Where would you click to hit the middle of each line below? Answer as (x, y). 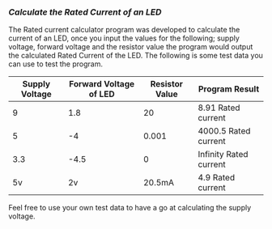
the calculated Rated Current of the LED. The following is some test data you (136, 56)
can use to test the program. (56, 64)
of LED (102, 94)
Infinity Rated (223, 155)
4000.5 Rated (224, 131)
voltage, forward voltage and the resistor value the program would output (131, 47)
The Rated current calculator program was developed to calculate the (124, 30)
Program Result (229, 89)
